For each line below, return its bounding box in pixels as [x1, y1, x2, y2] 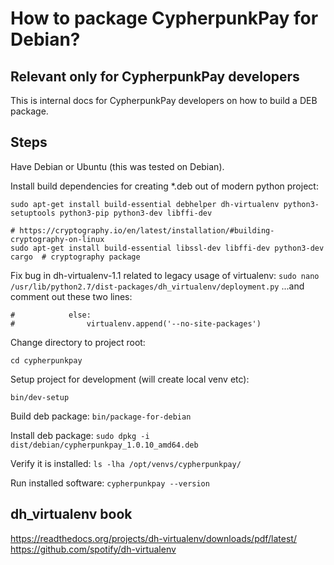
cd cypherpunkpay [10, 355, 83, 366]
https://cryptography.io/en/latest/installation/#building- [19, 225, 275, 236]
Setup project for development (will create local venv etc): [10, 373, 250, 385]
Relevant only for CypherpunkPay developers [10, 68, 300, 85]
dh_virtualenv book [10, 506, 133, 523]
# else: [10, 310, 92, 320]
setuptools [10, 208, 56, 218]
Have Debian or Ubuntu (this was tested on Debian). [10, 160, 225, 172]
